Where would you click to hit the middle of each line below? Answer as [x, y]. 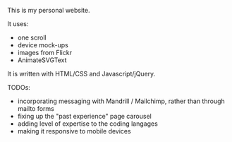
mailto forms [36, 108]
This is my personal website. [49, 10]
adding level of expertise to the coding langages [88, 124]
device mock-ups [43, 45]
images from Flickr [45, 53]
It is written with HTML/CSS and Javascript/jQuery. [81, 74]
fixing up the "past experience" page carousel [84, 116]
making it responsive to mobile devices [74, 131]
